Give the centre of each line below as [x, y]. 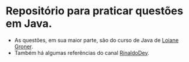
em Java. [29, 24]
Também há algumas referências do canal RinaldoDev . [82, 52]
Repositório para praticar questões [94, 11]
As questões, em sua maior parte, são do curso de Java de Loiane [96, 40]
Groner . [24, 46]
